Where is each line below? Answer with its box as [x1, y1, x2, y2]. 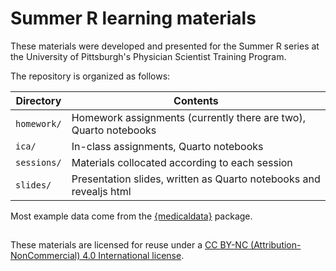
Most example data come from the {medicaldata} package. [10, 210, 253, 222]
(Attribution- [250, 239, 302, 251]
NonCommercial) [10, 250, 81, 262]
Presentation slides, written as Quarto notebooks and [71, 172, 321, 186]
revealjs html [71, 184, 132, 198]
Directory [15, 93, 62, 107]
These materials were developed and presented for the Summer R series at [10, 40, 320, 52]
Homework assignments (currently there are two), [71, 110, 306, 124]
